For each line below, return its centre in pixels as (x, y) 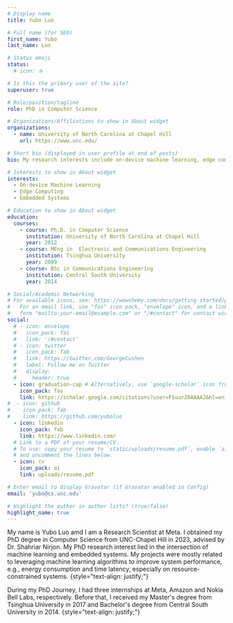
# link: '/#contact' (46, 339)
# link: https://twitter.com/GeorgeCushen (79, 359)
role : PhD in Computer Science (52, 109)
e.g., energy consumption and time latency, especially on (89, 569)
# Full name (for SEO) (40, 33)
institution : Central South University (83, 275)
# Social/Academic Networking (51, 294)
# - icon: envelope (42, 326)
